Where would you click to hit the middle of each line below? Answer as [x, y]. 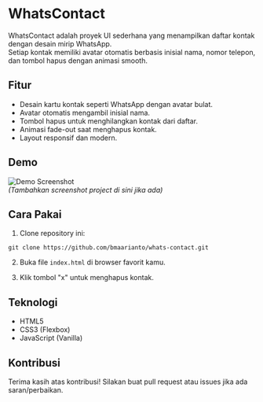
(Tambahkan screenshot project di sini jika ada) [86, 190]
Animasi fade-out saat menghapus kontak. [88, 129]
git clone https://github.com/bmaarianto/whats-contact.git [109, 248]
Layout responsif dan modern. [68, 138]
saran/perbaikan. [36, 390]
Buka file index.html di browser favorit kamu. [93, 262]
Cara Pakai [35, 214]
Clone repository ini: [52, 234]
